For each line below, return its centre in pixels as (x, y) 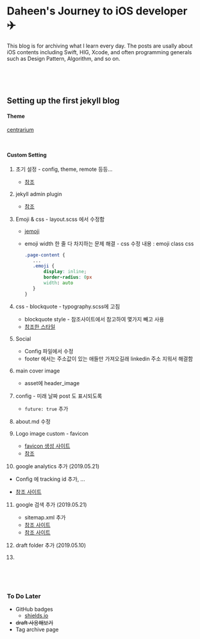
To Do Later (24, 596)
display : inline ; (65, 272)
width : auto (59, 283)
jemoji (32, 231)
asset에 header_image (52, 383)
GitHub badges (34, 610)
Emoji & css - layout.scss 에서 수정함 (60, 219)
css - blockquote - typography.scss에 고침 (68, 306)
